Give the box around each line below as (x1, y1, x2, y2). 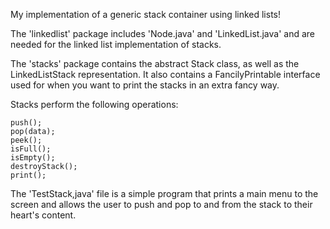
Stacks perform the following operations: (10, 99, 179, 110)
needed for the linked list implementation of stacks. (10, 39, 222, 50)
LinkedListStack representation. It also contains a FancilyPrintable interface (10, 69, 321, 80)
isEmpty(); (10, 153, 56, 163)
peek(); (10, 135, 43, 145)
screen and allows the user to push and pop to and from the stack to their (10, 199, 313, 210)
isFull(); (10, 144, 52, 154)
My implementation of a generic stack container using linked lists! (10, 9, 282, 20)
